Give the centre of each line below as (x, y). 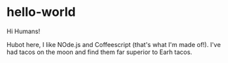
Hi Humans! (24, 31)
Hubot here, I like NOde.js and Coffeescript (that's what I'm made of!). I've (114, 44)
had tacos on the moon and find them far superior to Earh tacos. (99, 52)
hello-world (41, 12)
